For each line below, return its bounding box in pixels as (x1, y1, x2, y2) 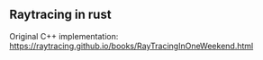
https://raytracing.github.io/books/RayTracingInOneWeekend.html (9, 40, 254, 51)
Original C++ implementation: (9, 30, 119, 41)
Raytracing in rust (9, 7, 112, 22)
